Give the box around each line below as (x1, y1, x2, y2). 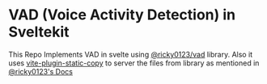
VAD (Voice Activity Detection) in (8, 6, 236, 24)
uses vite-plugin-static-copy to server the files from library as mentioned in (8, 58, 260, 68)
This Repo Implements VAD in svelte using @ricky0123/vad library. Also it (8, 49, 253, 59)
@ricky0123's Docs (8, 66, 73, 76)
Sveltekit (8, 23, 70, 41)
